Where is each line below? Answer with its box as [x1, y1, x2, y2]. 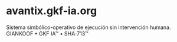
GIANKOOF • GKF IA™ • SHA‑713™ [6, 30, 88, 37]
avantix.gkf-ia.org [6, 4, 97, 18]
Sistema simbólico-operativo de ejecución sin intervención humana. [6, 24, 171, 31]
